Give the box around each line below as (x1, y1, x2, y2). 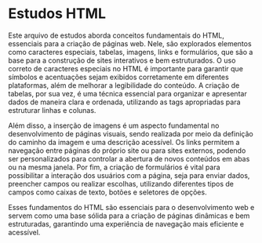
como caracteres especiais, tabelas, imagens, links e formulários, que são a (8, 47, 253, 56)
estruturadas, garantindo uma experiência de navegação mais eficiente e (8, 219, 245, 228)
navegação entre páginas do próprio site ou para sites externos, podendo (8, 146, 246, 155)
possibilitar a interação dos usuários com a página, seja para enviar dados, (8, 170, 250, 180)
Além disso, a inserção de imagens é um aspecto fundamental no (8, 121, 220, 130)
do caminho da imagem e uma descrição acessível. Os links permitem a (8, 137, 240, 147)
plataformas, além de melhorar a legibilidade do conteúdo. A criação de (8, 80, 240, 90)
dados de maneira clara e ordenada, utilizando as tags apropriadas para (8, 97, 241, 107)
